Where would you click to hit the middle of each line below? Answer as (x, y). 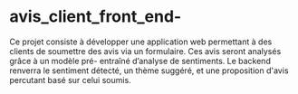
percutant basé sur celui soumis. (70, 80)
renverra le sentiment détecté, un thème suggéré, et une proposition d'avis (149, 70)
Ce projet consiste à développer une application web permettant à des (141, 42)
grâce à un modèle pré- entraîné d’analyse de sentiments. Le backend (140, 61)
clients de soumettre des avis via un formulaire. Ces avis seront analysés (145, 51)
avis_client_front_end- (96, 17)
